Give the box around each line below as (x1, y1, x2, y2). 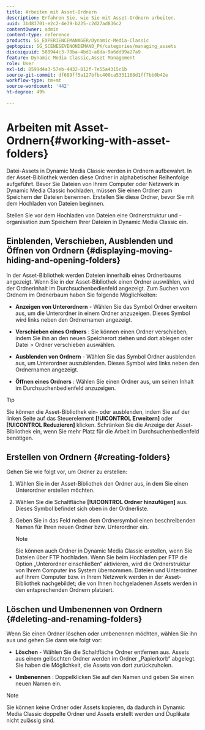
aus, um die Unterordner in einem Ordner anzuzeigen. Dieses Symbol (15, 309, 190, 317)
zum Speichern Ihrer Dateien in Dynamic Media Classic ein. (39, 218, 188, 225)
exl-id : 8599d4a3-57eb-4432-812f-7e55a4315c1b (6, 66, 127, 72)
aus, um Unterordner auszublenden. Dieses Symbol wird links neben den (15, 359, 199, 367)
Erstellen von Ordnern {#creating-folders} (6, 452, 171, 462)
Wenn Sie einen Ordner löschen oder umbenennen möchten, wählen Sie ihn (6, 630, 198, 637)
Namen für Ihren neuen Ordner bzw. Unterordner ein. (15, 523, 149, 531)
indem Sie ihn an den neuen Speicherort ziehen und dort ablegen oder (15, 334, 193, 341)
